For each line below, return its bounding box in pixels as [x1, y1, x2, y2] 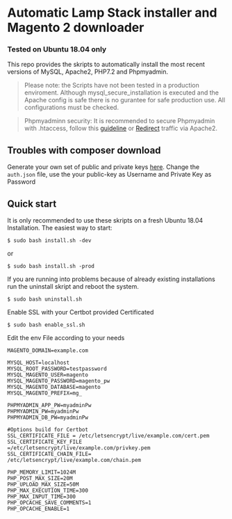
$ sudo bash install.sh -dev [7, 237, 92, 244]
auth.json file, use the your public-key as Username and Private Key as [7, 170, 212, 179]
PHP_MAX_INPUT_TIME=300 [7, 493, 76, 500]
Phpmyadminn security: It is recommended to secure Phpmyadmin [24, 117, 215, 125]
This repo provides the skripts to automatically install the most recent [7, 61, 205, 69]
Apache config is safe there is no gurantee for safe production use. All [24, 96, 226, 104]
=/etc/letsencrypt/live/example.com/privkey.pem [7, 445, 151, 452]
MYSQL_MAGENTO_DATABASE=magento [7, 384, 101, 391]
